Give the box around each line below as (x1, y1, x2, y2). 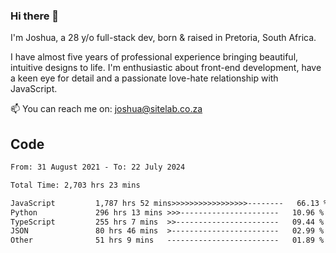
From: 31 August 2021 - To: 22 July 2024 (10, 162, 186, 173)
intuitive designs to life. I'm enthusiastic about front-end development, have (10, 62, 322, 74)
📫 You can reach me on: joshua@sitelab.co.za (10, 103, 203, 115)
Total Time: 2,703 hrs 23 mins (10, 180, 141, 190)
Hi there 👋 (10, 9, 60, 23)
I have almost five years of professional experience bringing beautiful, (10, 51, 299, 63)
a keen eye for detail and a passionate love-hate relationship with (10, 72, 279, 84)
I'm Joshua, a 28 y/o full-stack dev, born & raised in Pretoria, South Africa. (10, 32, 317, 44)
